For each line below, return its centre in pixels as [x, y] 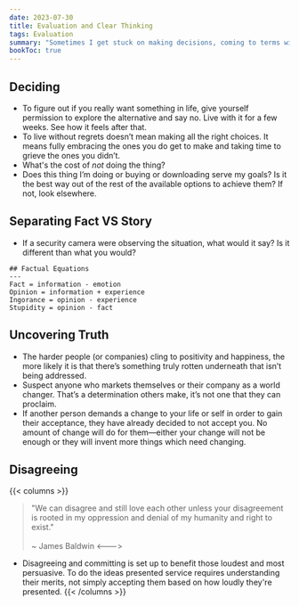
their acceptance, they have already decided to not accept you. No [145, 422]
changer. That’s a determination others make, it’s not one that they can [151, 394]
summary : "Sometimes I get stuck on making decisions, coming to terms [145, 42]
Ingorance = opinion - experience [73, 299]
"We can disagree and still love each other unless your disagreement [157, 508]
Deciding [35, 87]
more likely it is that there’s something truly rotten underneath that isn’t [152, 365]
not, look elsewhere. [59, 193]
